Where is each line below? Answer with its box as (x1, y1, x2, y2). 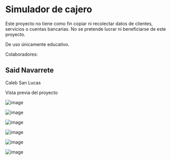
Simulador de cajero (5, 4, 92, 15)
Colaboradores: (5, 51, 38, 57)
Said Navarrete (5, 66, 54, 75)
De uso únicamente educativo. (5, 41, 70, 47)
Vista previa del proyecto (5, 89, 58, 96)
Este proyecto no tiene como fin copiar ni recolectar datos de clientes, (5, 20, 153, 27)
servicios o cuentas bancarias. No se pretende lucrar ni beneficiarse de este (5, 26, 166, 32)
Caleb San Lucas (5, 79, 41, 85)
